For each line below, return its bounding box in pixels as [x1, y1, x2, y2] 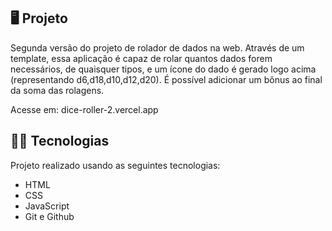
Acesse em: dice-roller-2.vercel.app [10, 103, 159, 115]
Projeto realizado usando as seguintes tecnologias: [10, 159, 221, 171]
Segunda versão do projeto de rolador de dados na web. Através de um [10, 41, 305, 54]
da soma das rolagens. [10, 84, 105, 96]
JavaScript [24, 200, 70, 212]
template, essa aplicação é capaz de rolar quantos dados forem [10, 52, 273, 64]
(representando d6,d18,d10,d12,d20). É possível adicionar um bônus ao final [10, 73, 323, 85]
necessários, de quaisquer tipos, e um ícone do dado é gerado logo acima [10, 63, 317, 75]
